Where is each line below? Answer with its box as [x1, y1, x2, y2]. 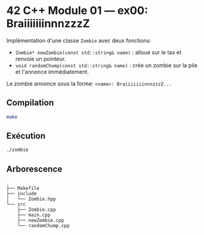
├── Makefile [6, 186, 40, 192]
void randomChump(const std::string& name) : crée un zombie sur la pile [15, 62, 198, 69]
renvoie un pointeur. [15, 55, 66, 62]
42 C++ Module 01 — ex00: [6, 4, 148, 18]
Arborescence [6, 164, 62, 174]
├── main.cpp [17, 212, 51, 219]
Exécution [6, 131, 46, 141]
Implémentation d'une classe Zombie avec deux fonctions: [6, 37, 151, 44]
